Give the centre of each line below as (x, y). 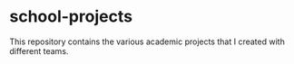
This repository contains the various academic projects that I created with (147, 41)
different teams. (39, 50)
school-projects (71, 17)
